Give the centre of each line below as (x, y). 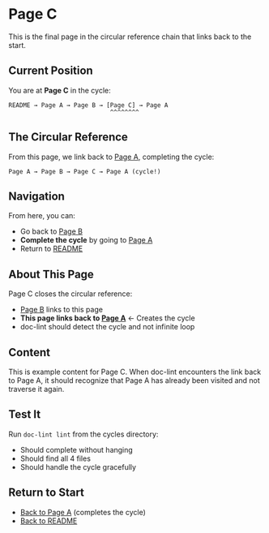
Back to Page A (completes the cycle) (83, 512)
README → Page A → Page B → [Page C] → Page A (88, 105)
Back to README (49, 521)
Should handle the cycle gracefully (78, 466)
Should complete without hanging (77, 449)
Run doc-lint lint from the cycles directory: (83, 434)
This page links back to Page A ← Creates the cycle (108, 318)
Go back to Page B (51, 231)
